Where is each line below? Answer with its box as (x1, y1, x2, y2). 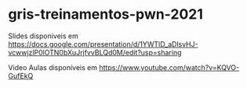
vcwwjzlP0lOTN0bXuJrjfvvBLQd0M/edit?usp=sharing (8, 48, 182, 57)
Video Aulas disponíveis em (8, 62, 98, 72)
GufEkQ (8, 71, 34, 80)
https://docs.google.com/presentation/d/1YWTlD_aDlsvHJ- (8, 39, 198, 48)
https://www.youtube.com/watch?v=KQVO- (99, 62, 240, 72)
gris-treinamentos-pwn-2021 (8, 5, 204, 23)
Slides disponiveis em (8, 31, 78, 40)
